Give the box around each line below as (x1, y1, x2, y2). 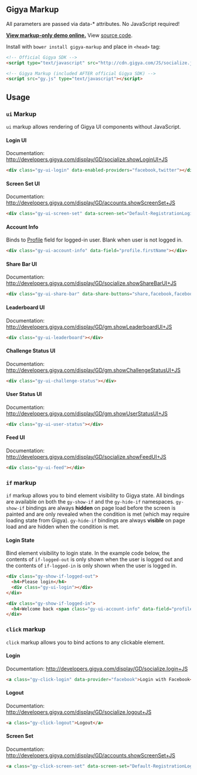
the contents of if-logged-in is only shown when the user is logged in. (6, 562, 177, 569)
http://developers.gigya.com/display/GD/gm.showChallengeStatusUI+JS (6, 367, 181, 374)
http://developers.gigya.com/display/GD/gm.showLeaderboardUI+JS (6, 323, 172, 330)
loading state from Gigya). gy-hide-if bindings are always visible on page (6, 516, 186, 524)
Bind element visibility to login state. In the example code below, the (6, 549, 170, 557)
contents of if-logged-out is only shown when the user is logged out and (6, 556, 184, 563)
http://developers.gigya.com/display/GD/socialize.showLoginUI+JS (6, 156, 168, 163)
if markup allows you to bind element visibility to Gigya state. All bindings (6, 492, 185, 499)
